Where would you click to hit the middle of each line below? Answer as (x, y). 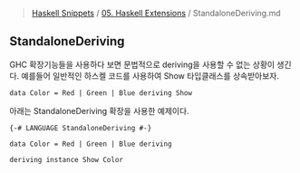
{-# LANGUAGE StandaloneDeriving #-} (81, 128)
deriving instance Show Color (67, 159)
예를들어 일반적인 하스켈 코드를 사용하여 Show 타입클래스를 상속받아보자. (150, 75)
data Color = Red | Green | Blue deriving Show (101, 93)
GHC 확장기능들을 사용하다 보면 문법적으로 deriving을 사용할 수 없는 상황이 (142, 64)
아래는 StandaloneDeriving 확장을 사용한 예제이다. (99, 111)
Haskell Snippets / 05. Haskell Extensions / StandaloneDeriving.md (156, 13)
